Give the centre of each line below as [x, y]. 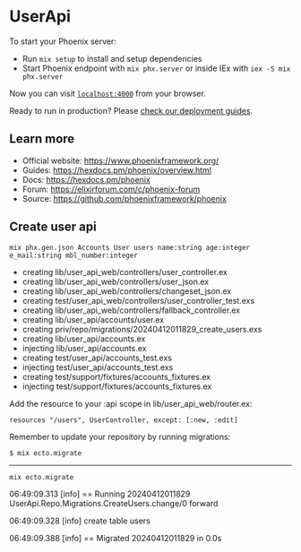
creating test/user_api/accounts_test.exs [97, 358]
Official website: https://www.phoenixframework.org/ [120, 160]
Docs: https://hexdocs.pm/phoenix [86, 179]
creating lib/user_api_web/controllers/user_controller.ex [125, 272]
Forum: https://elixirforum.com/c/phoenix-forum [111, 189]
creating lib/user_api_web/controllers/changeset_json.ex [127, 291]
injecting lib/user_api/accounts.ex [84, 348]
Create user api [53, 227]
